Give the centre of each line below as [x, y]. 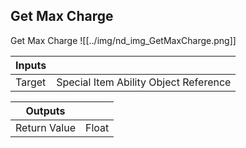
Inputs [31, 65]
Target [31, 82]
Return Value [45, 127]
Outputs [45, 111]
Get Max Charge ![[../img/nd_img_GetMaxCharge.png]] [123, 40]
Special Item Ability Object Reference [144, 82]
